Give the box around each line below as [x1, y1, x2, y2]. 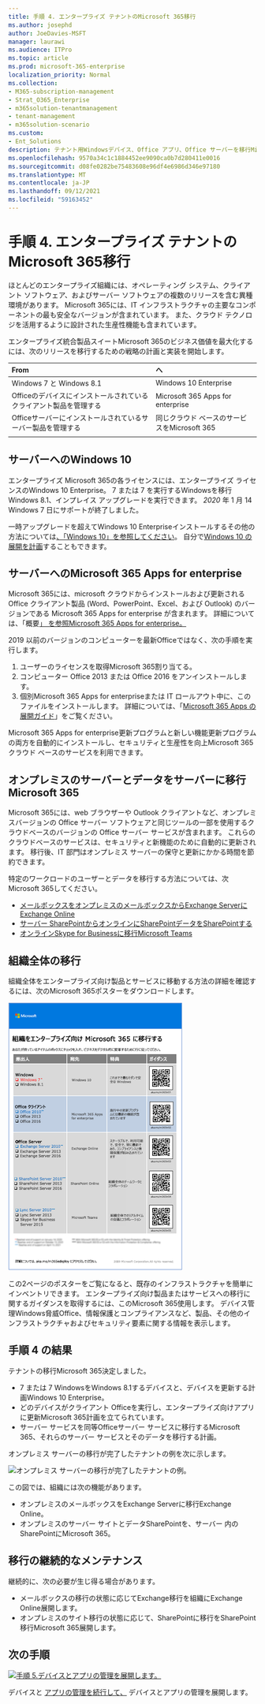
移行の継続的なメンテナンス [8, 1554, 144, 1568]
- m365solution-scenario [8, 121, 90, 129]
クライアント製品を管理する [11, 401, 102, 410]
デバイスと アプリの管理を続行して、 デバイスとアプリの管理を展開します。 [8, 1687, 252, 1697]
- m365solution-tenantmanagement [8, 104, 118, 112]
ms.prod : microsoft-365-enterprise [8, 63, 125, 71]
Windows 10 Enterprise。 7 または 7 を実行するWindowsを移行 [28, 485, 233, 494]
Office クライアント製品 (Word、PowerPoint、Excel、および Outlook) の [8, 599, 242, 609]
